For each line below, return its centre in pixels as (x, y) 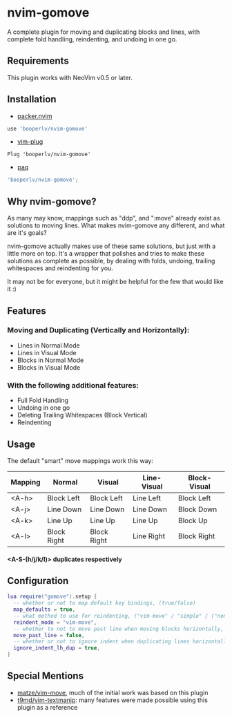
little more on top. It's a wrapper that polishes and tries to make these (106, 254)
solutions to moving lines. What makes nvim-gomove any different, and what (116, 225)
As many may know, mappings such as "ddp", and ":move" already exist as (114, 218)
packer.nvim (35, 116)
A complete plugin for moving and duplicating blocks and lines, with (104, 32)
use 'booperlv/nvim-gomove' (48, 129)
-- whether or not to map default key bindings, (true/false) (105, 603)
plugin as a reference (47, 707)
